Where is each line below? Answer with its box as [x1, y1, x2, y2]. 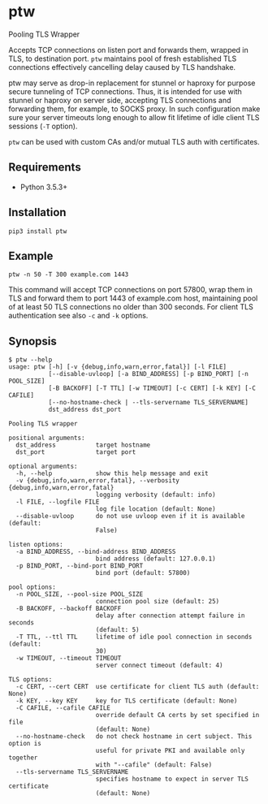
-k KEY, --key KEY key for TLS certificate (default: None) [15, 697, 238, 705]
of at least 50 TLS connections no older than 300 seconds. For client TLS [8, 302, 253, 312]
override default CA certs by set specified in [95, 711, 260, 720]
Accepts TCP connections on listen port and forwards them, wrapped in [8, 45, 249, 54]
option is [8, 740, 42, 748]
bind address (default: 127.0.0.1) [95, 555, 217, 563]
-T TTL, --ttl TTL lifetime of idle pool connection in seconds [15, 633, 253, 642]
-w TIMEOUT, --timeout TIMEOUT [15, 655, 122, 663]
